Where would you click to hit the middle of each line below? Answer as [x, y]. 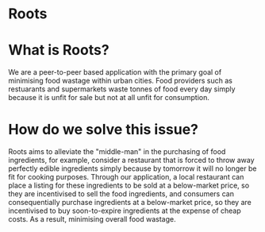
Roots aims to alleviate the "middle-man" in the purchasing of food [117, 152]
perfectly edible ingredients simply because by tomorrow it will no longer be [132, 168]
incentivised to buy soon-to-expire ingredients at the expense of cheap [125, 211]
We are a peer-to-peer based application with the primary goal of [115, 72]
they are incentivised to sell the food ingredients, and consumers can [121, 194]
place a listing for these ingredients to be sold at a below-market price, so [129, 186]
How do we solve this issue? [104, 130]
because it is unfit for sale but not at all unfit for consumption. [109, 98]
